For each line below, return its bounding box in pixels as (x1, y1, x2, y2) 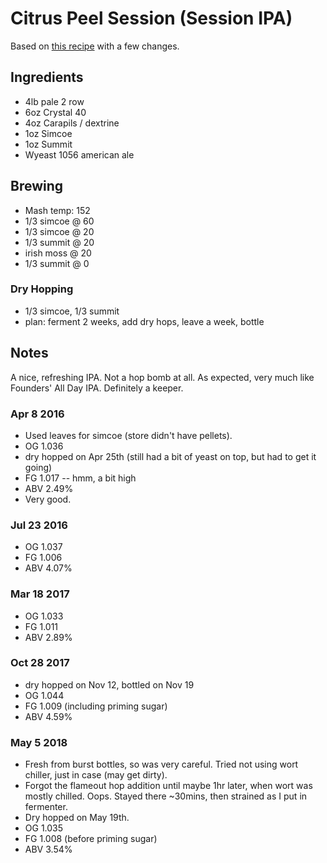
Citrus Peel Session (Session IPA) (10, 7, 293, 30)
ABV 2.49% (24, 482, 74, 494)
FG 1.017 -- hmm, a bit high (24, 472, 137, 484)
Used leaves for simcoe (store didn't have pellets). (24, 429, 233, 441)
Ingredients (10, 69, 84, 86)
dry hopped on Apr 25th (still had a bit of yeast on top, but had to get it (24, 450, 317, 462)
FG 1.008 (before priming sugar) (24, 833, 158, 845)
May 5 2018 (10, 735, 68, 749)
